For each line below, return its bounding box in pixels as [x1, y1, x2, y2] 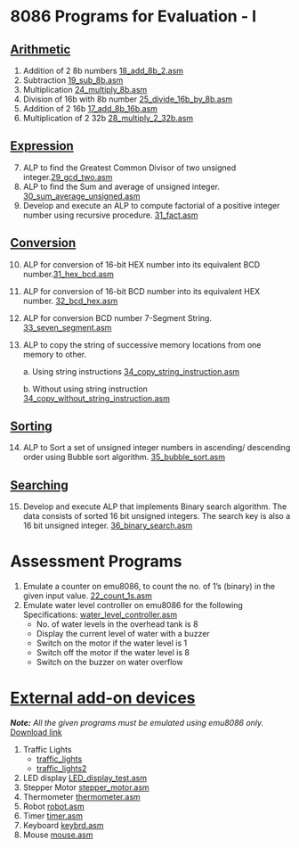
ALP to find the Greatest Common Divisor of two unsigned [22, 162, 237, 173]
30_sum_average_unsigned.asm [22, 190, 141, 202]
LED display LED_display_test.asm [22, 773, 148, 784]
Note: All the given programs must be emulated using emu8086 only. [10, 718, 264, 729]
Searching [10, 477, 69, 492]
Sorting [10, 419, 53, 434]
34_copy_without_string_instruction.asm [22, 392, 170, 403]
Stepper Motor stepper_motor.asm [22, 782, 149, 793]
